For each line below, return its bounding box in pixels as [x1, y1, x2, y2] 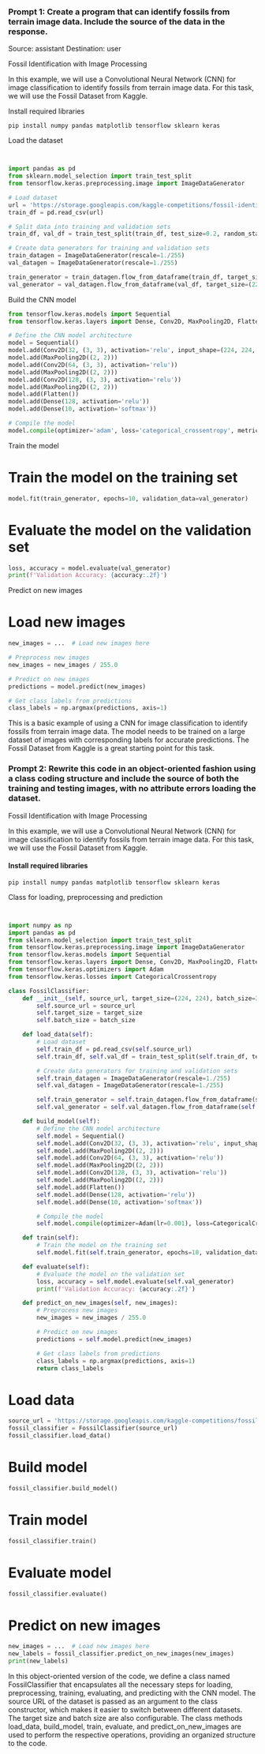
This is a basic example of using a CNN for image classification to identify [8, 718, 248, 728]
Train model [8, 1511, 88, 1529]
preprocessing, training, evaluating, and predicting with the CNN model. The [8, 1688, 256, 1698]
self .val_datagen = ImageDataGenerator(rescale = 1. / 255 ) [36, 1081, 224, 1089]
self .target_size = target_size [36, 1009, 144, 1017]
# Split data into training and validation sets [8, 223, 171, 230]
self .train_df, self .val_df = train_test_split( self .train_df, [36, 1052, 248, 1060]
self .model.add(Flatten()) [36, 1183, 125, 1191]
